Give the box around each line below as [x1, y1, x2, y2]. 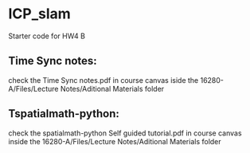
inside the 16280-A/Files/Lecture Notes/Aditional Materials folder [8, 136, 221, 146]
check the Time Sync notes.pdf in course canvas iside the [8, 75, 199, 84]
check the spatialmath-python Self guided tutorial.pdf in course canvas [8, 128, 242, 138]
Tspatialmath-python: [8, 107, 119, 120]
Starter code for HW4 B [8, 31, 86, 41]
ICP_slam [8, 5, 72, 23]
